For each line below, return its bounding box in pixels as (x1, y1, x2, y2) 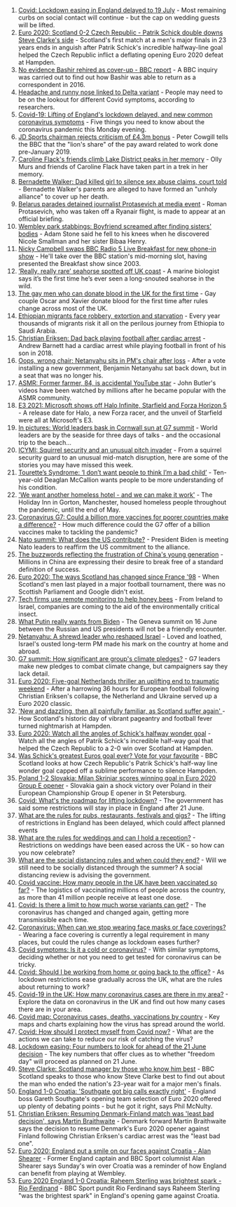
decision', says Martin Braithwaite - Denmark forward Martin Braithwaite (18, 1117, 227, 1125)
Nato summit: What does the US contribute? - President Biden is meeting (18, 535, 229, 543)
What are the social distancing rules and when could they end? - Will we (18, 856, 227, 864)
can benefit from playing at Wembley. (18, 1169, 127, 1178)
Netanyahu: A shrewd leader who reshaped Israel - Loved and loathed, (18, 632, 223, 641)
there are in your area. (18, 1005, 83, 1013)
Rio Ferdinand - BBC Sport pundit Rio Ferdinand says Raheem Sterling (18, 1184, 220, 1192)
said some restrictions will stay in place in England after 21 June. (18, 803, 204, 812)
